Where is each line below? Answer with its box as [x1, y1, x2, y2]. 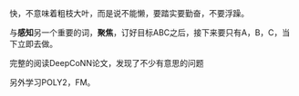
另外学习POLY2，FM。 [9, 77, 96, 88]
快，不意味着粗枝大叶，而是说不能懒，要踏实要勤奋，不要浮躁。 [9, 8, 249, 18]
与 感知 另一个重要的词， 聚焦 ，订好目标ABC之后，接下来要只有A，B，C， [9, 27, 283, 38]
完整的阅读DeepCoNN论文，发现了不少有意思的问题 [9, 58, 204, 68]
